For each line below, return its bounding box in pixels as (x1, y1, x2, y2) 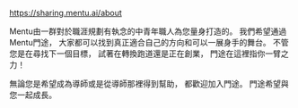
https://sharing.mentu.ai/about (9, 8, 123, 18)
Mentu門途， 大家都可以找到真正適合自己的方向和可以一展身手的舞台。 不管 (9, 37, 289, 47)
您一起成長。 (9, 89, 57, 100)
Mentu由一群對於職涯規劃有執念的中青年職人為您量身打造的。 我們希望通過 (9, 26, 287, 37)
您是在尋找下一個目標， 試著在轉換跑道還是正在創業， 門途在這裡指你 (9, 48, 266, 59)
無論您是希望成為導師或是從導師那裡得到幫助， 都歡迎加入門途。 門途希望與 (9, 79, 289, 88)
